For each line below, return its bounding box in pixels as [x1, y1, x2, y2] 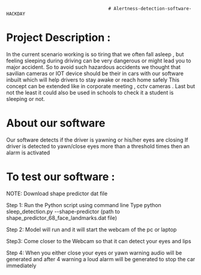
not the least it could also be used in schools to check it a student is [6, 89, 174, 96]
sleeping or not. [6, 95, 45, 102]
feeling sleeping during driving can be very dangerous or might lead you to [6, 57, 191, 64]
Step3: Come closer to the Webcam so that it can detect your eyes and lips [6, 237, 191, 244]
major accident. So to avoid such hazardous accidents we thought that [6, 63, 181, 70]
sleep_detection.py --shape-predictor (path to [6, 208, 120, 215]
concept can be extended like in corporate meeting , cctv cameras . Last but [6, 82, 195, 89]
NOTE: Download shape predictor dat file [6, 190, 108, 197]
